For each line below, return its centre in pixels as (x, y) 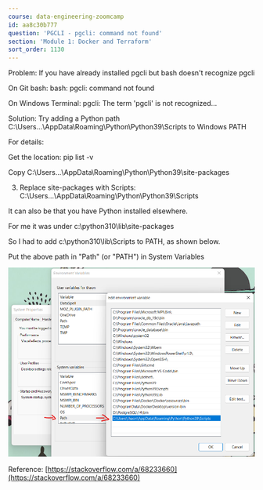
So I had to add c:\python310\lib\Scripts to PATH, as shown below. (114, 241)
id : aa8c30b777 (33, 25)
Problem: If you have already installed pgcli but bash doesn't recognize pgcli (131, 73)
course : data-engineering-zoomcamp (66, 16)
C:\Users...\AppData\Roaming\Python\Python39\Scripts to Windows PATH (127, 127)
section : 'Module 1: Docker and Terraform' (80, 42)
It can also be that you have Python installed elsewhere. (98, 211)
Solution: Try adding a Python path (64, 118)
